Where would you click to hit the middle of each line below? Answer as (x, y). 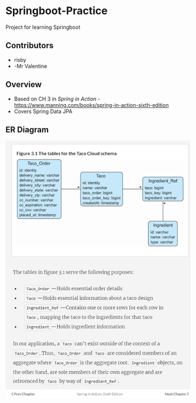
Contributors (30, 46)
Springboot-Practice (57, 11)
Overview (24, 84)
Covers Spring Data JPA (43, 111)
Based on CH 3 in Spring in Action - (57, 99)
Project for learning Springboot (43, 27)
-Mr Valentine (31, 66)
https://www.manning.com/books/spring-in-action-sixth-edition (91, 105)
